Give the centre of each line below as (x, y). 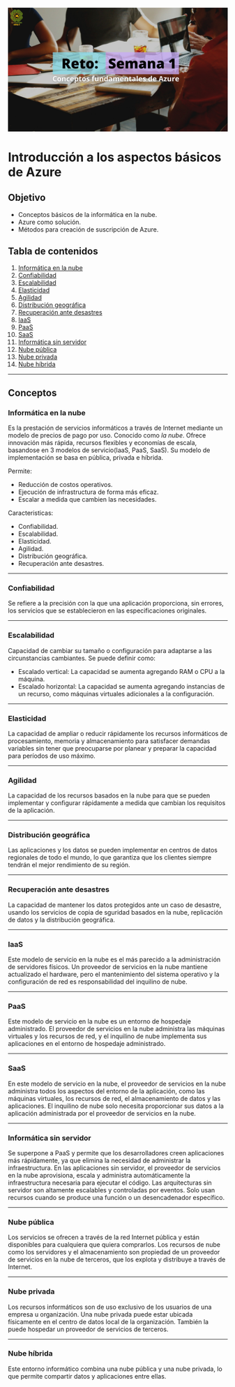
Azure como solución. (50, 222)
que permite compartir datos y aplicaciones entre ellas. (87, 1376)
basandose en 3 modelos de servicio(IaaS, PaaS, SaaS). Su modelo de (109, 450)
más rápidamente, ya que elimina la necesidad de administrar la (99, 1160)
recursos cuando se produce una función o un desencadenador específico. (116, 1197)
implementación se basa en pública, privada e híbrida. (85, 457)
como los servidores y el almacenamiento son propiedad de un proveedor (114, 1252)
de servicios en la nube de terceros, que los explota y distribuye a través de (117, 1259)
